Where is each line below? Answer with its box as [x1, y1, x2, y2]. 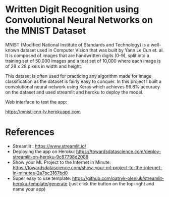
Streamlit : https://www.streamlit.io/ [12, 143, 87, 149]
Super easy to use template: [12, 175, 72, 181]
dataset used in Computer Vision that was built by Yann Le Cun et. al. [20, 47, 164, 53]
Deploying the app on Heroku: [12, 148, 75, 155]
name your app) [12, 186, 46, 192]
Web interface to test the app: [5, 98, 67, 105]
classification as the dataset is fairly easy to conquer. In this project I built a [5, 78, 162, 84]
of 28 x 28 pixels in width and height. [5, 63, 82, 69]
